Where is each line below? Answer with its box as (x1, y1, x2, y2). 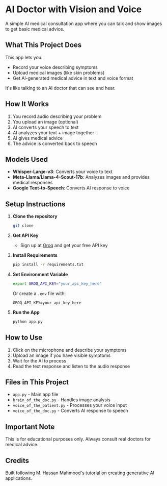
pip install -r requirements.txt (12, 262, 84, 268)
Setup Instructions (5, 200, 66, 208)
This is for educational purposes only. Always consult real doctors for (5, 436, 151, 442)
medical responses (12, 180, 53, 186)
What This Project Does (5, 41, 82, 50)
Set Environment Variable (12, 271, 68, 277)
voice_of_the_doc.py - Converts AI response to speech (12, 407, 128, 414)
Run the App (12, 309, 40, 315)
